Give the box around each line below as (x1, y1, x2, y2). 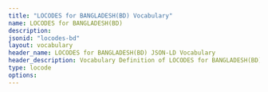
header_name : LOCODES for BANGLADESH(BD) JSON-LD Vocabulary (8, 49, 216, 57)
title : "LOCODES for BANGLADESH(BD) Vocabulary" (8, 11, 173, 20)
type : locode (8, 64, 52, 72)
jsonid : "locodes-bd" (8, 34, 81, 42)
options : (8, 71, 37, 79)
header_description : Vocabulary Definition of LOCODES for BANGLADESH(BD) (8, 57, 262, 65)
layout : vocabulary (8, 42, 73, 50)
